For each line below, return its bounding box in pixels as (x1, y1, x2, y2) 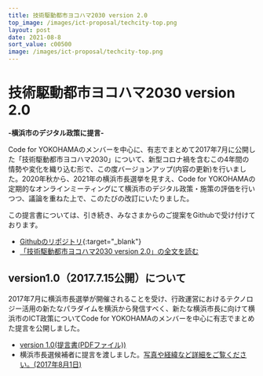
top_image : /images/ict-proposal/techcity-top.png (8, 19, 177, 27)
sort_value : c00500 (8, 41, 72, 49)
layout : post (8, 26, 51, 34)
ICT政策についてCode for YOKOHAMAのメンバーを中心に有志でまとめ (28, 313, 255, 323)
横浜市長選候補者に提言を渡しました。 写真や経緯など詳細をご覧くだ (19, 349, 240, 359)
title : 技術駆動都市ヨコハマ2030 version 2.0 (8, 11, 148, 20)
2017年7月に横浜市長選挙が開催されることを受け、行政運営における (8, 294, 227, 303)
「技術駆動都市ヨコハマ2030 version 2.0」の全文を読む (19, 246, 199, 255)
